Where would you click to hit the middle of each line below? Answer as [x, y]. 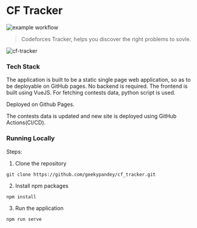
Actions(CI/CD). [26, 122]
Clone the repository [41, 163]
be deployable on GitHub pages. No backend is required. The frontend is [97, 86]
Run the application [39, 208]
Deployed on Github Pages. [40, 104]
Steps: [14, 152]
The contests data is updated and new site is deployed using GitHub [92, 116]
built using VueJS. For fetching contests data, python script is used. [91, 93]
